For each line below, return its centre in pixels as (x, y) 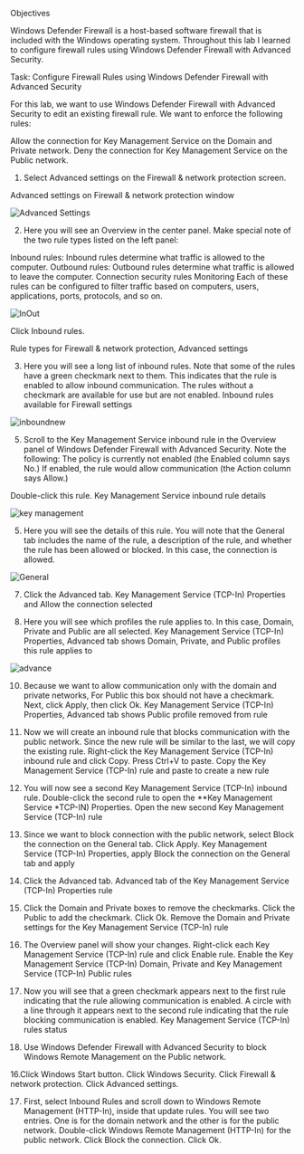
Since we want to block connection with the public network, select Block (159, 835)
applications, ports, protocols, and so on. (87, 296)
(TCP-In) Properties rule (68, 890)
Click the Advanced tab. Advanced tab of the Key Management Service (156, 881)
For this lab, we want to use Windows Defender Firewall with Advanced (143, 104)
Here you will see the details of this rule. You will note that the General (154, 530)
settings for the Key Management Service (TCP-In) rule (126, 927)
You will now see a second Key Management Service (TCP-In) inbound (155, 788)
